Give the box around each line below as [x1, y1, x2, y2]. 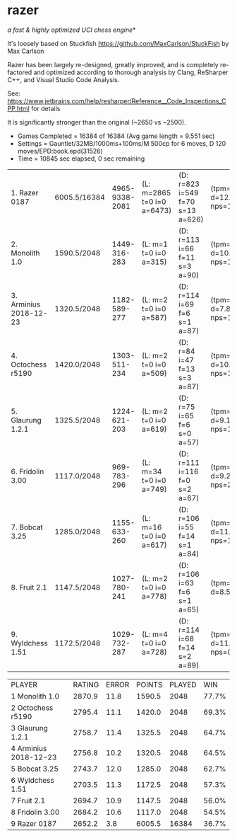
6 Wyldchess [11, 775, 54, 785]
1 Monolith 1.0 [11, 691, 60, 701]
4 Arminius [11, 743, 47, 753]
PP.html [7, 104, 30, 113]
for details [30, 104, 61, 113]
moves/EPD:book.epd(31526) [17, 147, 104, 155]
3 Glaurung [11, 723, 48, 733]
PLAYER [11, 679, 37, 689]
